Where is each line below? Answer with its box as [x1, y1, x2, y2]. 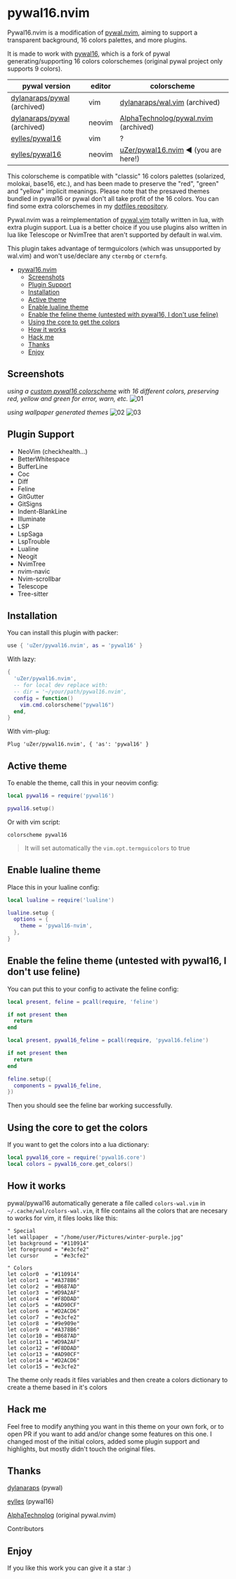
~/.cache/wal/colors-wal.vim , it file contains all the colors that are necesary [7, 1206, 228, 1215]
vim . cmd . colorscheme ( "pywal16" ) [20, 701, 114, 708]
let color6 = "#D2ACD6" [7, 1308, 80, 1315]
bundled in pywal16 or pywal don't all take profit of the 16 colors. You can [7, 194, 219, 202]
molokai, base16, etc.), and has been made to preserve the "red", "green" [7, 179, 219, 188]
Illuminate [17, 515, 46, 523]
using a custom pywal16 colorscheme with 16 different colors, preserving [7, 386, 219, 395]
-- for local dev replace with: [13, 682, 109, 689]
